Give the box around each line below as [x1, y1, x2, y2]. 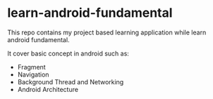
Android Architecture [17, 85, 79, 93]
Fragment [17, 62, 46, 71]
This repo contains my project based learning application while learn [7, 28, 207, 37]
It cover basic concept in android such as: [7, 49, 129, 58]
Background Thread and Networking [17, 77, 124, 86]
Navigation [17, 70, 49, 79]
